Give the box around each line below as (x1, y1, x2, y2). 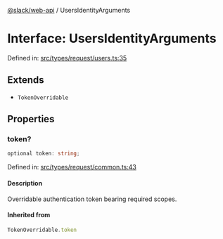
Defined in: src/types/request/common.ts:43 (7, 163, 137, 172)
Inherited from (7, 211, 51, 219)
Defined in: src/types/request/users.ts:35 (7, 53, 127, 62)
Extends (7, 74, 44, 86)
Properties (7, 113, 55, 125)
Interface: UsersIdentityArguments (7, 31, 217, 46)
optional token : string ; (7, 150, 80, 157)
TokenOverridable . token (7, 226, 77, 233)
